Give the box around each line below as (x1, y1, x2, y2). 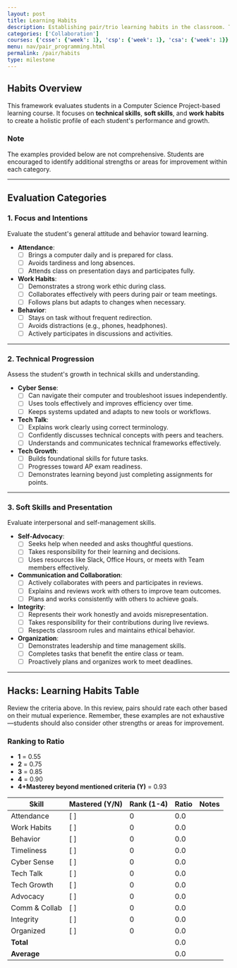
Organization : (17, 634, 59, 642)
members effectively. (28, 563, 90, 572)
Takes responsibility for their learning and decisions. (28, 548, 181, 556)
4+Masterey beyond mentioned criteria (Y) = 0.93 (17, 782, 167, 791)
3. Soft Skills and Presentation (7, 502, 113, 512)
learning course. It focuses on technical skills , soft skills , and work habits (7, 109, 224, 117)
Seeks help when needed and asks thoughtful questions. (28, 540, 193, 548)
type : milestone (7, 57, 55, 64)
